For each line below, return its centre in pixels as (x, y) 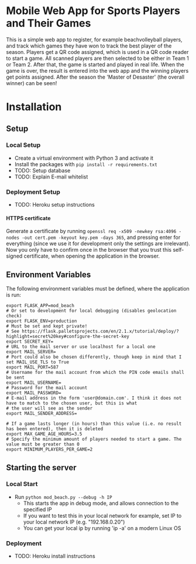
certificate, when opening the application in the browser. (92, 256)
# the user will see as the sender (49, 408)
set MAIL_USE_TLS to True (37, 362)
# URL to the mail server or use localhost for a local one (81, 347)
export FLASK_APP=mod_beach (40, 306)
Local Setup (23, 145)
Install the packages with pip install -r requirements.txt (86, 164)
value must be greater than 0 (43, 444)
